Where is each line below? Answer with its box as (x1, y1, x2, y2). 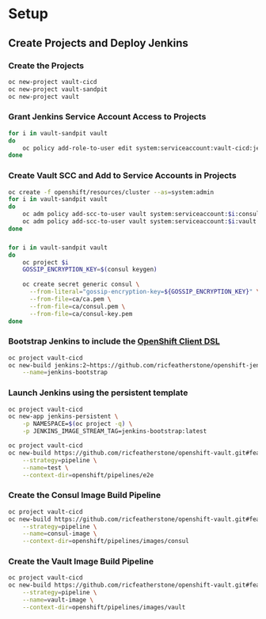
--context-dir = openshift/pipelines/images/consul (22, 537, 190, 545)
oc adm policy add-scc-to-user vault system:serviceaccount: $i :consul (22, 211, 260, 218)
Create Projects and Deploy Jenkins (8, 36, 188, 50)
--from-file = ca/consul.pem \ (28, 302, 126, 310)
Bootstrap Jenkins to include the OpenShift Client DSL (8, 336, 220, 347)
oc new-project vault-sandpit (8, 85, 108, 93)
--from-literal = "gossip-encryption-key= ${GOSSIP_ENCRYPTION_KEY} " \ (28, 288, 260, 296)
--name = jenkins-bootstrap (22, 369, 108, 377)
